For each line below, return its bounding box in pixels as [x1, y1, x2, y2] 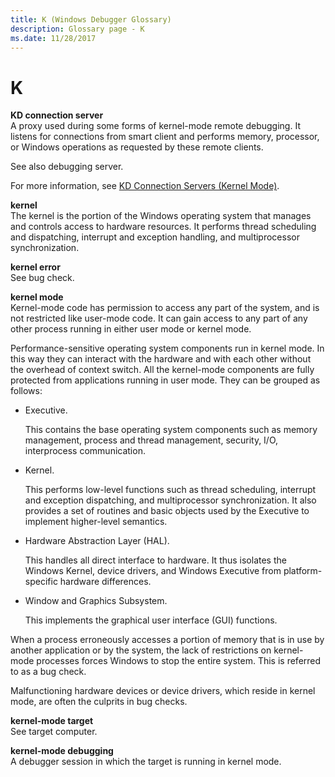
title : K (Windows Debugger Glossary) [10, 14, 172, 25]
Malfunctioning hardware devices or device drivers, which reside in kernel [10, 685, 316, 697]
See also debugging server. [10, 161, 124, 173]
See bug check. [10, 272, 75, 284]
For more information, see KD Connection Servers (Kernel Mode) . [10, 180, 280, 192]
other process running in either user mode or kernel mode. [10, 323, 252, 335]
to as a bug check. [10, 666, 87, 678]
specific [24, 576, 58, 588]
